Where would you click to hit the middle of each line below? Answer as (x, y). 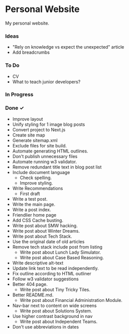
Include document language (41, 172)
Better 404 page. (30, 284)
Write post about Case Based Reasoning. (62, 257)
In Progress (19, 95)
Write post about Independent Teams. (59, 321)
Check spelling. (36, 178)
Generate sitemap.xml (35, 140)
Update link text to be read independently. (56, 268)
